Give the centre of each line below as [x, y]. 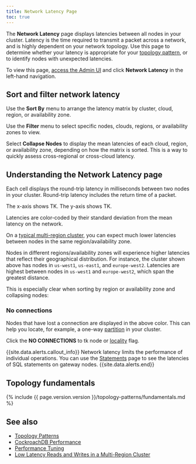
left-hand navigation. [31, 76]
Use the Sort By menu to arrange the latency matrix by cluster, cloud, [90, 108]
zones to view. [23, 132]
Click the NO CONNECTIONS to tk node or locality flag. [73, 341]
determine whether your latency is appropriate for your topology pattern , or [97, 52]
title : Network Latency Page [42, 11]
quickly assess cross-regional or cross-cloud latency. [71, 156]
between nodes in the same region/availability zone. [69, 241]
